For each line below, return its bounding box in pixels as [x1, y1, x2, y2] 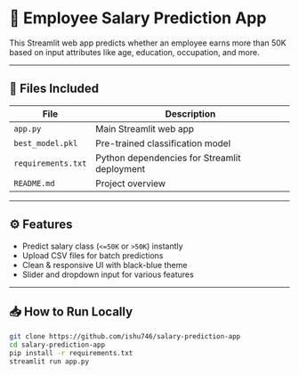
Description [165, 107, 216, 119]
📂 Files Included [9, 81, 100, 96]
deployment [94, 162, 146, 175]
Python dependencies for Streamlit [94, 151, 241, 164]
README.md [13, 178, 55, 188]
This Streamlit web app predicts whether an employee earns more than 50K [9, 37, 287, 48]
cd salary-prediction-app [9, 340, 105, 350]
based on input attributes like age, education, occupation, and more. [9, 46, 260, 57]
